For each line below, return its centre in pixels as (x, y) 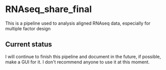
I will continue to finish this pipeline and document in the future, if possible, (83, 56)
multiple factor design (28, 28)
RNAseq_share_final (48, 9)
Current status (29, 45)
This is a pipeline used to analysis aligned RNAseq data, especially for (78, 23)
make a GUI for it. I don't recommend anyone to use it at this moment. (77, 62)
